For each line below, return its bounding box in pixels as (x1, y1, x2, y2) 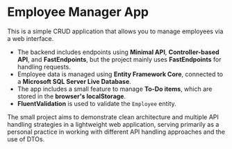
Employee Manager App (7, 4, 149, 20)
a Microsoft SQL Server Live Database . (17, 77, 132, 85)
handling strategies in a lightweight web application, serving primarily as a (7, 120, 219, 128)
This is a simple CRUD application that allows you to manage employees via (7, 27, 224, 35)
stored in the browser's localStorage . (17, 91, 126, 100)
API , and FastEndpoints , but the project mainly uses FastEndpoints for (17, 55, 222, 63)
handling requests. (17, 62, 71, 71)
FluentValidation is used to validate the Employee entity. (17, 99, 177, 107)
